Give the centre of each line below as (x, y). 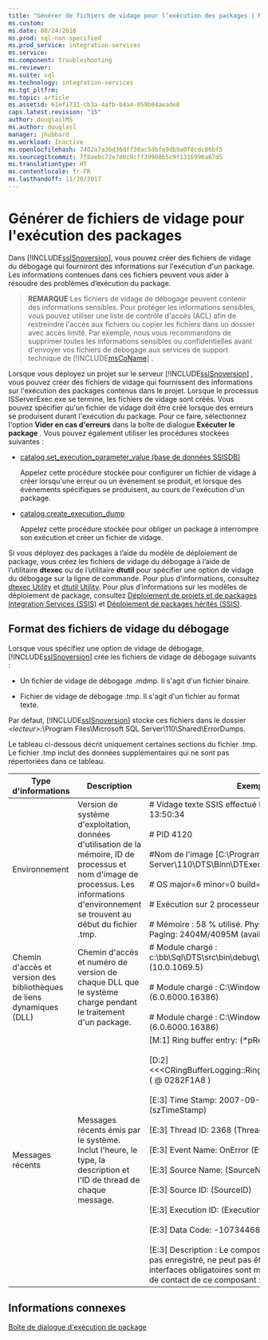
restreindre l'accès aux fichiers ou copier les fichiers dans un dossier (141, 324)
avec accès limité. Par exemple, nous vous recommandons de (129, 332)
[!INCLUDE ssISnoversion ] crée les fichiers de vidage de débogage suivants (132, 657)
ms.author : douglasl (43, 127)
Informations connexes (67, 1308)
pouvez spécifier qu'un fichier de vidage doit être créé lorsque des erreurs (131, 408)
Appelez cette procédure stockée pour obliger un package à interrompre (139, 529)
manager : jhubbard (39, 134)
